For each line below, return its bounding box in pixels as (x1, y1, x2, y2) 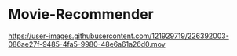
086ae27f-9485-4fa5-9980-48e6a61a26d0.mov (8, 39, 166, 48)
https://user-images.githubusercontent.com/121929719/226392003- (8, 31, 229, 40)
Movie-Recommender (8, 5, 155, 23)
